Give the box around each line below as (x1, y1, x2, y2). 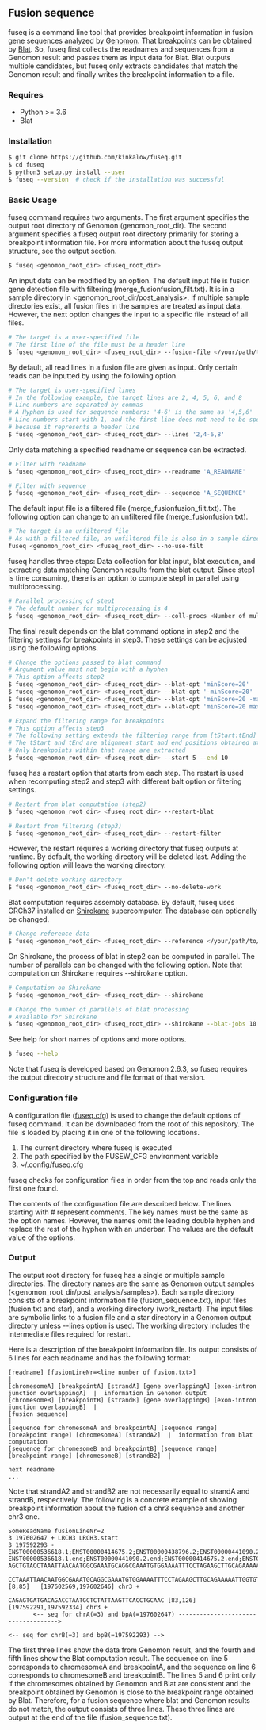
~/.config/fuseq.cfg (19, 1160, 84, 1169)
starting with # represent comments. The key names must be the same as (8, 1207, 249, 1217)
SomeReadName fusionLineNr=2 (8, 1527, 104, 1535)
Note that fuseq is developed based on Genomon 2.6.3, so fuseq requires (8, 1064, 248, 1074)
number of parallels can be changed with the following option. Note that (8, 960, 243, 969)
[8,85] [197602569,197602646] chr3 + (8, 1582, 140, 1590)
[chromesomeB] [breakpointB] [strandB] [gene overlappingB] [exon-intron (8, 1396, 257, 1404)
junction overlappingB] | (8, 1403, 97, 1411)
